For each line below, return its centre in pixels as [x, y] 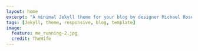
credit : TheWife [31, 39]
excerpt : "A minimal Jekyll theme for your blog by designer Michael [93, 17]
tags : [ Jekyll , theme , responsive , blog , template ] [71, 22]
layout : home [22, 11]
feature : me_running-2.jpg [44, 33]
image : [14, 28]
